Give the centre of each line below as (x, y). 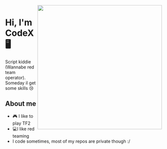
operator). (15, 77)
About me (21, 104)
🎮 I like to (23, 116)
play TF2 (21, 123)
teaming (21, 136)
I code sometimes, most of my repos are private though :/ (71, 141)
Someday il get (20, 83)
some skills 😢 (19, 88)
